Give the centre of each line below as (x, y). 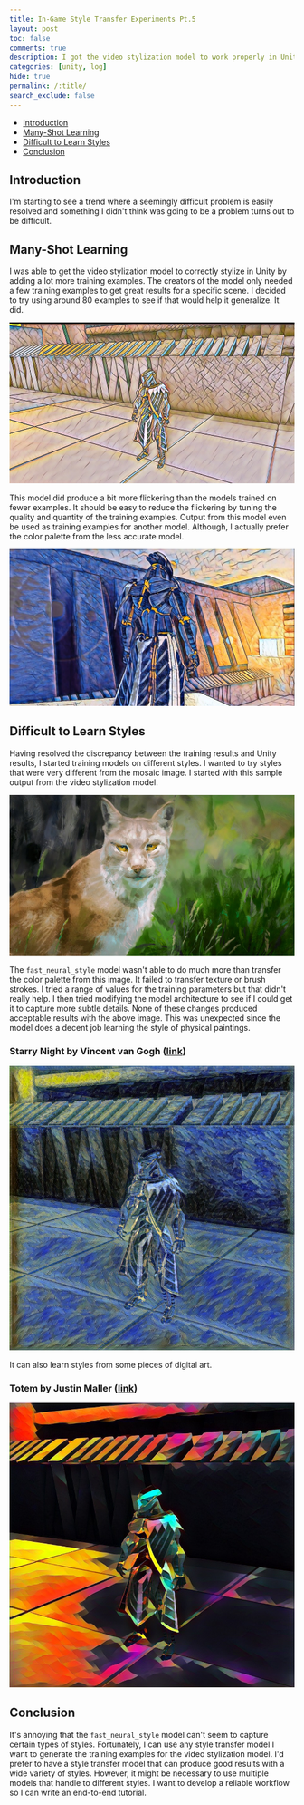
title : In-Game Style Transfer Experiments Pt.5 (103, 19)
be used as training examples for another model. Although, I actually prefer (149, 527)
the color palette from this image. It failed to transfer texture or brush (138, 980)
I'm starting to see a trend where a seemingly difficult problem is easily (142, 202)
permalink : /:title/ (48, 86)
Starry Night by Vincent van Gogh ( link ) (98, 1051)
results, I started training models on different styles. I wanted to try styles (146, 762)
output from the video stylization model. (84, 782)
